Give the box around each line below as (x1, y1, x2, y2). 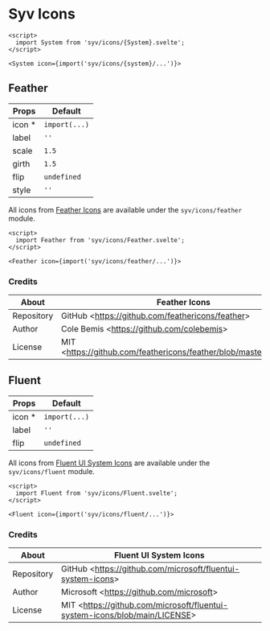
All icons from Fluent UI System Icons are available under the (8, 458, 211, 468)
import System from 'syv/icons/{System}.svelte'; (15, 38, 185, 47)
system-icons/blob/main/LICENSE (61, 609, 191, 621)
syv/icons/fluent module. (8, 466, 95, 476)
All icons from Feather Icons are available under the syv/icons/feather (8, 204, 243, 214)
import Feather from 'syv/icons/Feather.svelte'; (15, 236, 185, 244)
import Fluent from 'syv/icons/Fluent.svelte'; (15, 489, 178, 497)
